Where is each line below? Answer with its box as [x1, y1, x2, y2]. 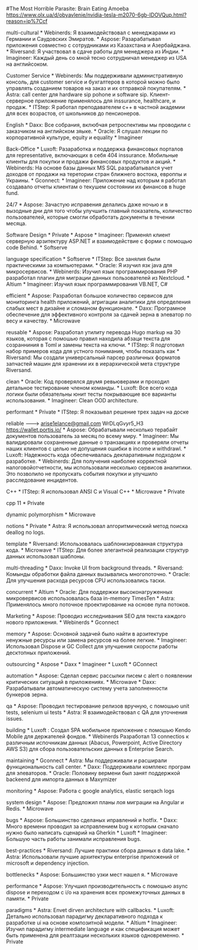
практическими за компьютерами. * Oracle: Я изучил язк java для [6, 262, 173, 268]
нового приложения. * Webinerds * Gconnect [6, 619, 119, 626]
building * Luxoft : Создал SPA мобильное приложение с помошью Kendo [6, 727, 191, 734]
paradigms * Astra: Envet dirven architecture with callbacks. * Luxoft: [6, 907, 175, 913]
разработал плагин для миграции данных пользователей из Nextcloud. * [6, 274, 190, 281]
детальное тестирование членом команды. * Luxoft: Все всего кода [6, 385, 178, 391]
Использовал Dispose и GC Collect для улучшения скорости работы [6, 643, 178, 650]
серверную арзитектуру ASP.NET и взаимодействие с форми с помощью [6, 238, 193, 245]
